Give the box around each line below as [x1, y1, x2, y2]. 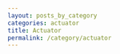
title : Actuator [7, 26, 62, 34]
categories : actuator [7, 19, 80, 27]
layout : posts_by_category [7, 11, 98, 20]
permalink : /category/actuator [7, 33, 112, 42]
